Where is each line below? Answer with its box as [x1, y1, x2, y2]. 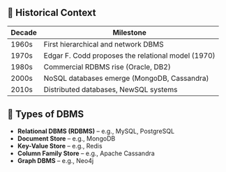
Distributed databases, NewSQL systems [43, 84, 178, 94]
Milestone [112, 27, 146, 37]
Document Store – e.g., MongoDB [17, 134, 116, 143]
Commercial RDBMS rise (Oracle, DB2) [43, 62, 171, 72]
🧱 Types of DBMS [7, 109, 84, 120]
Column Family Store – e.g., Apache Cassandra [17, 149, 155, 157]
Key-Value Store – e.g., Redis [17, 141, 103, 150]
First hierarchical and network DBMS [43, 39, 164, 49]
